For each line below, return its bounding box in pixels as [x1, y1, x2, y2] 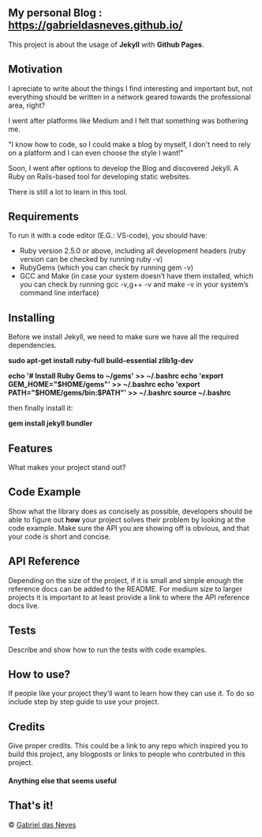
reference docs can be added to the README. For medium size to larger [8, 584, 243, 593]
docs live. [8, 600, 39, 610]
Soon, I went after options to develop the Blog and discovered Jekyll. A [8, 163, 239, 172]
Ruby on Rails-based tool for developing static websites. [8, 172, 192, 181]
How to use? [8, 668, 71, 681]
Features [8, 441, 53, 455]
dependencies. [8, 340, 57, 350]
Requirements [8, 210, 79, 224]
